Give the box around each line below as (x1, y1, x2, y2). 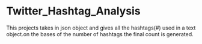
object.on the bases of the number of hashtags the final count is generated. (6, 30, 194, 37)
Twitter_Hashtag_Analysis (6, 4, 141, 18)
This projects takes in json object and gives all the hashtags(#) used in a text (6, 24, 196, 31)
